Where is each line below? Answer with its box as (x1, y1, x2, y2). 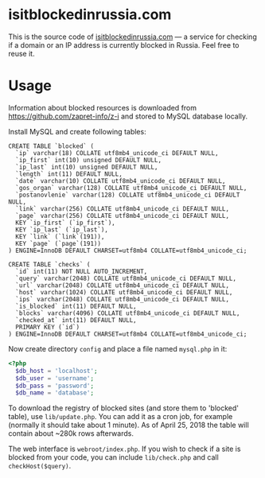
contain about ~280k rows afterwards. (8, 429, 134, 438)
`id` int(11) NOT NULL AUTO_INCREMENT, (15, 267, 148, 275)
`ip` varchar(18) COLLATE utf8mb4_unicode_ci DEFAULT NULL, (15, 149, 219, 157)
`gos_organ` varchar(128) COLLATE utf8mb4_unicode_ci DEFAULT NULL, (15, 184, 247, 192)
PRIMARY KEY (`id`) (15, 323, 80, 331)
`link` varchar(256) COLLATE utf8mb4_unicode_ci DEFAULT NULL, (15, 204, 229, 212)
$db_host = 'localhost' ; (15, 367, 98, 375)
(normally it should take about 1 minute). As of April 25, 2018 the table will (8, 420, 249, 430)
